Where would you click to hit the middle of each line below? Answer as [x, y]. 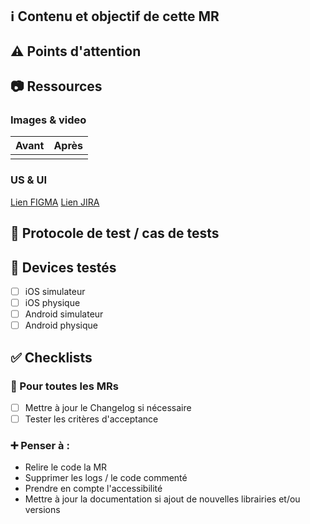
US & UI [28, 180]
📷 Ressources [56, 86]
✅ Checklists [51, 357]
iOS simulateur [55, 291]
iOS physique [52, 303]
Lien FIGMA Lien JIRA [55, 202]
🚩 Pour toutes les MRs [64, 386]
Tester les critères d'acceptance [91, 419]
